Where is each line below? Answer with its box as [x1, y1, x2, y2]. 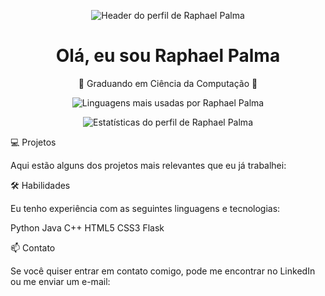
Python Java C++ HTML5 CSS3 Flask [10, 221, 165, 234]
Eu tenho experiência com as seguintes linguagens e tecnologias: [10, 202, 281, 214]
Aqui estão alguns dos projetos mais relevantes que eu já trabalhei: [10, 159, 287, 171]
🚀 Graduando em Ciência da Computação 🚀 [78, 77, 258, 89]
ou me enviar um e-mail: [10, 275, 111, 287]
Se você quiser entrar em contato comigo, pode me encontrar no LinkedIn [10, 265, 316, 277]
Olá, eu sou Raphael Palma [55, 45, 281, 67]
